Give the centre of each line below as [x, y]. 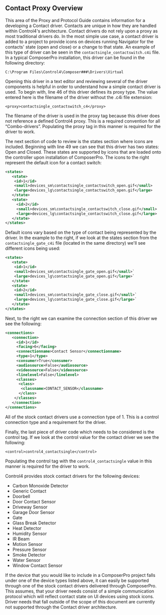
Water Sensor [26, 560]
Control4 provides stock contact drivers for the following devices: [73, 476]
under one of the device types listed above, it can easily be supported [77, 580]
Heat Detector [27, 528]
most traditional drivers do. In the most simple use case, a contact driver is [82, 36]
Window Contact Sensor [37, 565]
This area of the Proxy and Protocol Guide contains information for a [75, 20]
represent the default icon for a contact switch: [54, 163]
